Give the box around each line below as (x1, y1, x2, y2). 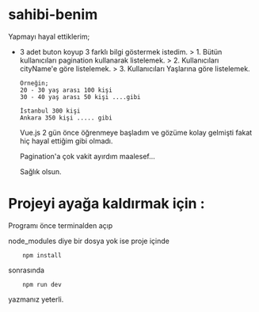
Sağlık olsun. (19, 166, 62, 176)
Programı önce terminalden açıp (8, 220, 113, 230)
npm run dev (22, 280, 62, 288)
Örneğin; (19, 79, 49, 87)
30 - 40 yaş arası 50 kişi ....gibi (19, 93, 141, 101)
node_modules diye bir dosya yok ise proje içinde (8, 236, 170, 245)
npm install (22, 251, 62, 259)
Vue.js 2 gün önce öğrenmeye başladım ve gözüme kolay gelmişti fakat (19, 127, 253, 137)
